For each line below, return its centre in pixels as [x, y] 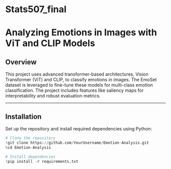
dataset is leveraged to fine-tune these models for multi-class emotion [79, 85]
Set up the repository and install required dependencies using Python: [79, 129]
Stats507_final [36, 9]
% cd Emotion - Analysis [28, 147]
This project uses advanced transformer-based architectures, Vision [77, 74]
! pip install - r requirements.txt [42, 161]
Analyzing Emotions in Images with [81, 33]
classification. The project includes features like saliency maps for [75, 90]
